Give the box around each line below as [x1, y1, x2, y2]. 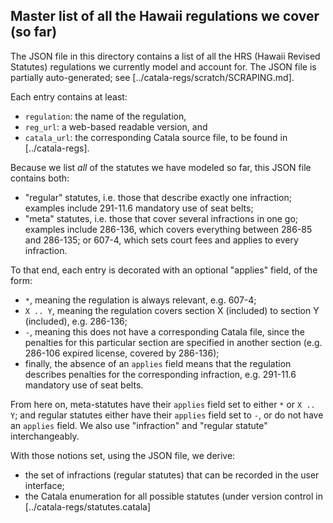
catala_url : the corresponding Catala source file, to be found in [24, 131, 288, 143]
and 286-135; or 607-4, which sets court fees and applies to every [24, 234, 299, 246]
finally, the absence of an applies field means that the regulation [24, 357, 292, 369]
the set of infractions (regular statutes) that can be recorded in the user [24, 469, 320, 481]
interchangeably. [10, 430, 80, 442]
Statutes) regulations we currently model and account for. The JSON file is [10, 60, 317, 73]
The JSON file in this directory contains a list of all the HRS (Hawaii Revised [10, 50, 321, 62]
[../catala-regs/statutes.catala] [24, 500, 152, 513]
